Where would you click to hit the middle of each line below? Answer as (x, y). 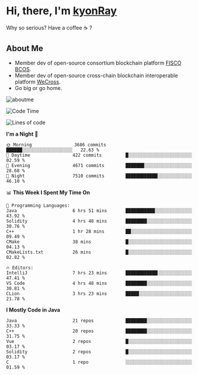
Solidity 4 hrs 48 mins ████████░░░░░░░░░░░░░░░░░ (99, 221)
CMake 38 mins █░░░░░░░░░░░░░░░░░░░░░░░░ (99, 242)
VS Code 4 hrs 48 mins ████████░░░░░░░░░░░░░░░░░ (99, 283)
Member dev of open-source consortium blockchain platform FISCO (98, 63)
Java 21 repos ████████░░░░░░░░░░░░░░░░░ (99, 320)
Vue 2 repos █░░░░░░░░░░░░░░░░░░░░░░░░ (99, 341)
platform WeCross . (38, 82)
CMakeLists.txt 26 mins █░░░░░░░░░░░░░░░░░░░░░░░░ (99, 252)
